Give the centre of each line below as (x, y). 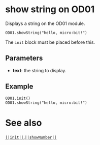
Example (19, 87)
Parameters (24, 58)
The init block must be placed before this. (50, 42)
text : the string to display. (39, 70)
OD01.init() (18, 98)
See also (24, 123)
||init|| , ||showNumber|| (31, 137)
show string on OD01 (50, 9)
